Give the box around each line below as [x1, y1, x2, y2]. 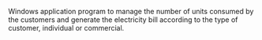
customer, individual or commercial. [8, 24, 125, 32]
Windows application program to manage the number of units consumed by [8, 7, 254, 16]
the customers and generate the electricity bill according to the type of [8, 15, 238, 24]
